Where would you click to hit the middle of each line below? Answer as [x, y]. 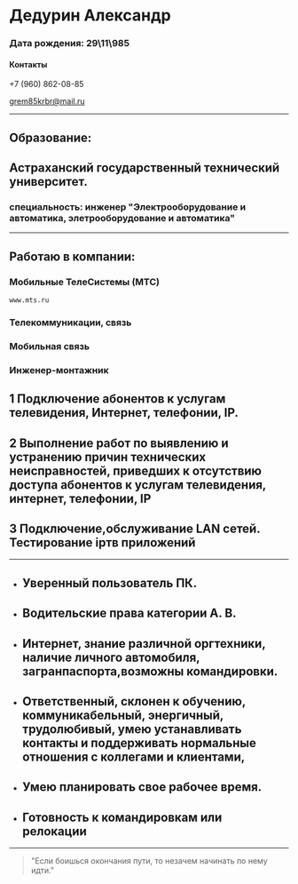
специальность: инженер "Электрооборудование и [128, 207]
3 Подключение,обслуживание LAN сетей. [135, 529]
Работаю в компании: [72, 256]
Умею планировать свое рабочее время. [142, 787]
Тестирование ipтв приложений [102, 543]
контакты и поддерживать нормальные [139, 743]
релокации [54, 831]
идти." [43, 871]
